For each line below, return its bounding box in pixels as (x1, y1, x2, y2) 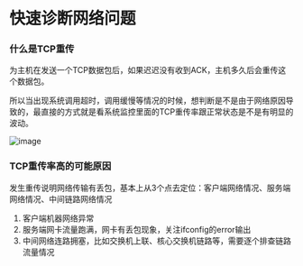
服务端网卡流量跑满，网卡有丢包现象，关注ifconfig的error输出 (22, 224, 252, 234)
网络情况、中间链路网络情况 (9, 193, 113, 204)
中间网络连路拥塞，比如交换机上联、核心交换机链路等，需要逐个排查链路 (22, 235, 291, 246)
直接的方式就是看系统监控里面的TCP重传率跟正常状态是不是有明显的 (40, 106, 294, 117)
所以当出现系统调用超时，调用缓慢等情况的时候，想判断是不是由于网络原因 (9, 96, 286, 106)
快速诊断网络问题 (9, 8, 137, 29)
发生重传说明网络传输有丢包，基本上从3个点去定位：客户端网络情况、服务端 (9, 182, 291, 193)
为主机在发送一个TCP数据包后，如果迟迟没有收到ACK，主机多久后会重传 (9, 65, 279, 76)
